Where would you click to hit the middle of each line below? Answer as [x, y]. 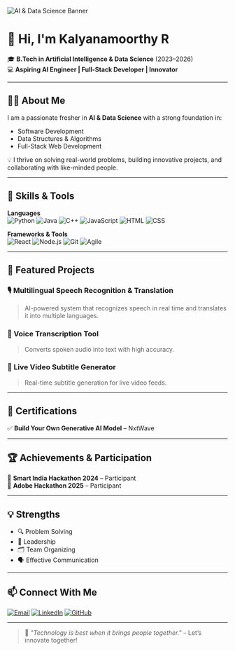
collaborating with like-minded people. [63, 167]
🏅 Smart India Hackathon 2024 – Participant [72, 478]
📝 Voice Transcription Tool [53, 334]
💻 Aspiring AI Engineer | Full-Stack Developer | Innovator [93, 69]
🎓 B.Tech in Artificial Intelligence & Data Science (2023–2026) [100, 59]
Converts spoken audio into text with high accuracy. [99, 349]
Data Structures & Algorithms [59, 138]
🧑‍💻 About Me [36, 101]
